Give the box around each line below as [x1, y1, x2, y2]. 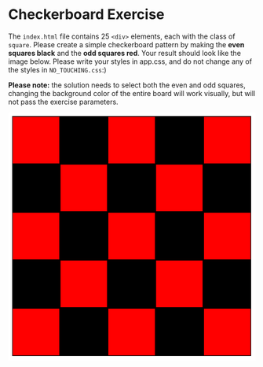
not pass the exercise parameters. [8, 97, 119, 106]
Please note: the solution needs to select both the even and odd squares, [8, 80, 246, 90]
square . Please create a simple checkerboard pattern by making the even [8, 39, 245, 49]
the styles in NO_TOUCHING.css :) [8, 65, 108, 74]
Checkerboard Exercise [8, 6, 165, 24]
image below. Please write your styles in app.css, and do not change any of [8, 57, 253, 66]
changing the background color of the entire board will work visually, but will [8, 88, 256, 98]
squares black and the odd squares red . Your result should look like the [8, 48, 242, 57]
